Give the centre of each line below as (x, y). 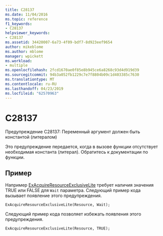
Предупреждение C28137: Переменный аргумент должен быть (73, 132)
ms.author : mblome (24, 51)
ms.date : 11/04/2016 (27, 14)
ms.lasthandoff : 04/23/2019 (34, 89)
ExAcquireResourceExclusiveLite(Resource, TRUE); (58, 229)
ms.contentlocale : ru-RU (31, 84)
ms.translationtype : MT (30, 79)
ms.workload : (19, 61)
